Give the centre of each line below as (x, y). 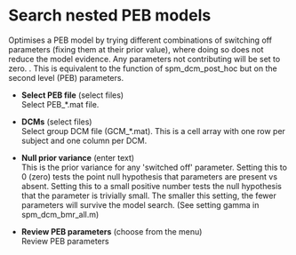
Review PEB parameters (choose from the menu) (112, 231)
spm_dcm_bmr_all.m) (60, 214)
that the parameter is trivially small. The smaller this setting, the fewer (148, 195)
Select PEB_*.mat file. (60, 104)
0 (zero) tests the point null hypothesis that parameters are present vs (149, 176)
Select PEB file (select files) (72, 95)
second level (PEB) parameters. (66, 77)
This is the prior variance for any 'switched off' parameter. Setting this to (154, 167)
